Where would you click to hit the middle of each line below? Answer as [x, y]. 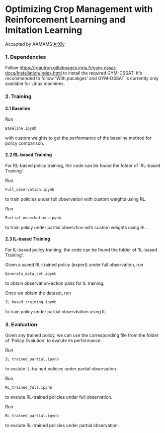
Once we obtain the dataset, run [38, 293]
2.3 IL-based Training [28, 239]
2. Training [18, 96]
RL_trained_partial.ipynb [32, 416]
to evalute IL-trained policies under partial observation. [61, 369]
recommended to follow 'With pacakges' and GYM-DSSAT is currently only [82, 79]
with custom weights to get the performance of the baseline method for [78, 138]
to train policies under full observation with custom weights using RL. [76, 199]
